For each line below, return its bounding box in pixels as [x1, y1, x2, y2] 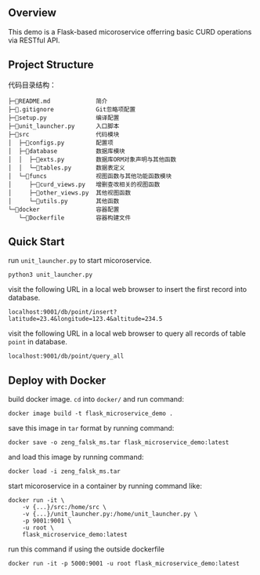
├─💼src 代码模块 [8, 130, 120, 138]
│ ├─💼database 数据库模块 [8, 147, 125, 155]
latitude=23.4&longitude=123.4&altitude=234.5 [8, 315, 163, 323]
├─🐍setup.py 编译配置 [8, 114, 120, 122]
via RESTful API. [8, 35, 60, 45]
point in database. [8, 337, 68, 347]
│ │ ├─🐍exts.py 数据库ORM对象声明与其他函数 [8, 155, 177, 163]
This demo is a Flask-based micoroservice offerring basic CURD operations [8, 27, 252, 36]
